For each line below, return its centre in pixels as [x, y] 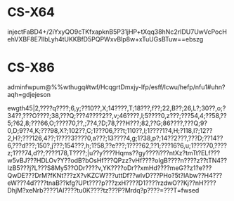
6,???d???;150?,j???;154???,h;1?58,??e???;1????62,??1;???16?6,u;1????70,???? [117, 145]
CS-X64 [31, 12]
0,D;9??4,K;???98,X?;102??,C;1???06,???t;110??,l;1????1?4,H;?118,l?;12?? [110, 130]
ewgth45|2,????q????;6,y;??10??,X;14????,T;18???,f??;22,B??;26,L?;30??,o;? [117, 108]
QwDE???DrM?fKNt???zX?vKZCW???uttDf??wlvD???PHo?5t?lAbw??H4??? [115, 175]
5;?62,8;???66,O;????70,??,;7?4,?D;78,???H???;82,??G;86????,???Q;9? [107, 123]
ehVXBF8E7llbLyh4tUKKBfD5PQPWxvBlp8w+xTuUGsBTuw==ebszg [105, 39]
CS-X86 [31, 68]
